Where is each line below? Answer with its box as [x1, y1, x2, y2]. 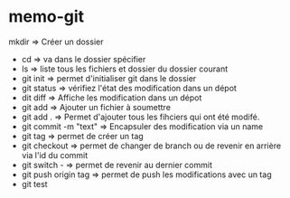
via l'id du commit [21, 149, 89, 160]
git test [21, 178, 48, 189]
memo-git [8, 6, 85, 27]
